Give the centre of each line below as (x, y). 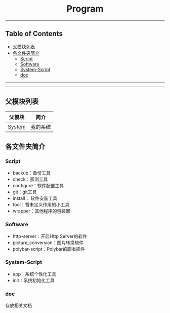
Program (85, 9)
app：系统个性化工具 (34, 274)
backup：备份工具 (31, 173)
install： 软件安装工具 (35, 198)
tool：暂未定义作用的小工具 (41, 205)
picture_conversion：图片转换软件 (48, 242)
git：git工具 (25, 192)
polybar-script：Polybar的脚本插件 (49, 249)
